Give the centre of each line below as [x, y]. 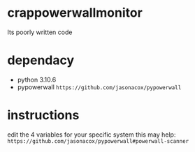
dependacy [41, 60]
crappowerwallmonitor [75, 13]
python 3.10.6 [37, 79]
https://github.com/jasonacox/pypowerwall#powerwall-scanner [98, 141]
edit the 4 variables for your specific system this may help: [92, 135]
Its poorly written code [40, 32]
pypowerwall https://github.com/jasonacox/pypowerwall [99, 87]
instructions [43, 115]
